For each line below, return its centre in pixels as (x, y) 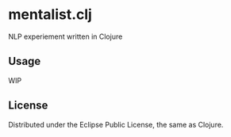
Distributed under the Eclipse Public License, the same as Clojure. (116, 124)
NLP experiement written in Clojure (65, 36)
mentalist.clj (50, 15)
